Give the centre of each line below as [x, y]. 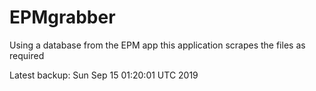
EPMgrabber [62, 17]
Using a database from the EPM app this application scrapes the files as [157, 45]
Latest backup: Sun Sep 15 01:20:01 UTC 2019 [104, 75]
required [27, 55]
